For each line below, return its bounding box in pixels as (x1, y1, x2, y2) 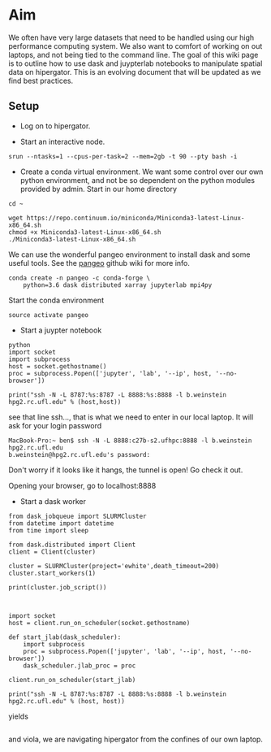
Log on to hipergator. (19, 120, 91, 131)
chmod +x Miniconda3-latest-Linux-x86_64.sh (8, 228, 161, 237)
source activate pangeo (8, 311, 89, 319)
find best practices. (8, 76, 74, 85)
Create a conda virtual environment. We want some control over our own (19, 167, 264, 176)
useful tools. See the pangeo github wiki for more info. (8, 258, 191, 267)
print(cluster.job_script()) (8, 583, 107, 591)
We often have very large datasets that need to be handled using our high (8, 33, 255, 42)
